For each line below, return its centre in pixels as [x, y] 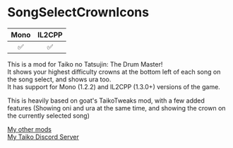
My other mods [29, 129]
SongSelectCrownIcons [78, 12]
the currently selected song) [49, 115]
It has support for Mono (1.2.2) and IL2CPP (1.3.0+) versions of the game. [114, 86]
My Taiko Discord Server [43, 137]
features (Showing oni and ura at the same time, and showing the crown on [116, 108]
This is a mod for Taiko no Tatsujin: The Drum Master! [85, 64]
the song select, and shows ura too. [59, 79]
